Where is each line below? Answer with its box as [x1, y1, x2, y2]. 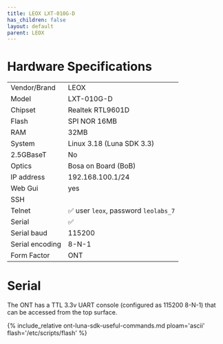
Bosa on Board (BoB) [67, 161, 136, 171]
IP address [10, 173, 45, 182]
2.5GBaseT [10, 150, 47, 160]
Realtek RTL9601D [67, 105, 130, 115]
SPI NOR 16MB [67, 116, 117, 126]
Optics [10, 161, 32, 171]
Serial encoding [10, 239, 62, 249]
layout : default [7, 23, 54, 30]
